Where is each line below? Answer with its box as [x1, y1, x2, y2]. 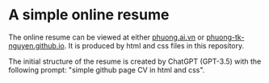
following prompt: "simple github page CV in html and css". [8, 64, 205, 74]
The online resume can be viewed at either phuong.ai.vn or [8, 32, 204, 42]
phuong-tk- [205, 32, 245, 42]
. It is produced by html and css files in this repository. [64, 40, 245, 50]
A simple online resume [8, 6, 170, 24]
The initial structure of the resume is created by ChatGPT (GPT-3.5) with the [8, 56, 262, 66]
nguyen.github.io [8, 40, 65, 50]
